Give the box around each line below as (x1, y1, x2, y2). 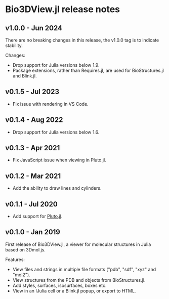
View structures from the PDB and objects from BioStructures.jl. (12, 277, 146, 283)
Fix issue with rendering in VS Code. (12, 101, 89, 107)
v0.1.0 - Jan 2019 (5, 228, 61, 236)
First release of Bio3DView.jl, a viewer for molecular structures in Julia (5, 241, 151, 247)
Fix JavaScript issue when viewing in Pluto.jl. (12, 157, 106, 163)
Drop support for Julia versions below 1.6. (12, 129, 100, 135)
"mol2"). (12, 272, 30, 278)
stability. (5, 42, 23, 49)
